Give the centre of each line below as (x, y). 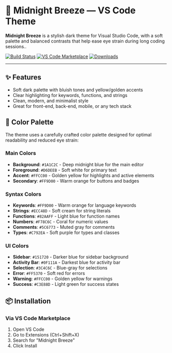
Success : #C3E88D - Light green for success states (66, 284)
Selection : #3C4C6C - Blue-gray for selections (60, 268)
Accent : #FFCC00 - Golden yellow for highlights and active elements (83, 175)
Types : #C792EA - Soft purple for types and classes (66, 232)
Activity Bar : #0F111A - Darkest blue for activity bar (67, 262)
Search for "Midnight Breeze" (44, 340)
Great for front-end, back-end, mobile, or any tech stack (72, 106)
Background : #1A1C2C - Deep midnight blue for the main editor (78, 164)
